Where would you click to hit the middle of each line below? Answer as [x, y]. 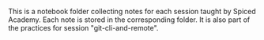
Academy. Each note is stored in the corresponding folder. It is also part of [129, 20]
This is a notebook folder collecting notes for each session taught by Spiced [132, 11]
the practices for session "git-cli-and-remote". [83, 28]
